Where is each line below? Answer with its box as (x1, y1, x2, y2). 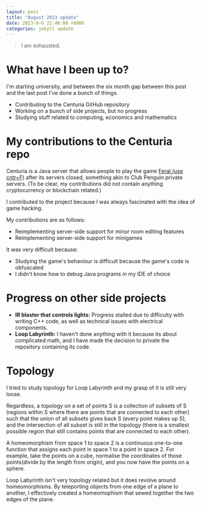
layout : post (6, 8, 39, 15)
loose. (6, 391, 22, 397)
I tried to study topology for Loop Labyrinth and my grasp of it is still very (6, 384, 187, 391)
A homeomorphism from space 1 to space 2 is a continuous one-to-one (6, 439, 183, 447)
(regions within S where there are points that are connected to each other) (6, 409, 190, 415)
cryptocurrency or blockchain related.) (6, 187, 102, 194)
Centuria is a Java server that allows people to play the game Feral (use (6, 168, 184, 175)
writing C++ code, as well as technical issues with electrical (14, 318, 163, 325)
